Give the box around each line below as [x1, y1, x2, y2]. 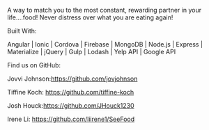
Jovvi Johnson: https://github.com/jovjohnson [7, 74, 138, 83]
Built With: [7, 27, 37, 35]
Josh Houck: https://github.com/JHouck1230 [7, 101, 134, 110]
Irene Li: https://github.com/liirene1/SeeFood [7, 115, 135, 123]
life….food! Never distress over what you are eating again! [7, 13, 173, 22]
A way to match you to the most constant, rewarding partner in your [7, 6, 202, 14]
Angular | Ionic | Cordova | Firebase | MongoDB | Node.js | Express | [7, 40, 203, 48]
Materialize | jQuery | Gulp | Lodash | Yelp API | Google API [7, 48, 176, 56]
